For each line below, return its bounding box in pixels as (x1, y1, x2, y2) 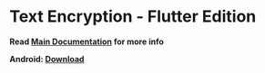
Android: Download (9, 53, 85, 64)
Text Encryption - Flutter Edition (9, 6, 257, 27)
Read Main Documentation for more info (9, 36, 164, 47)
